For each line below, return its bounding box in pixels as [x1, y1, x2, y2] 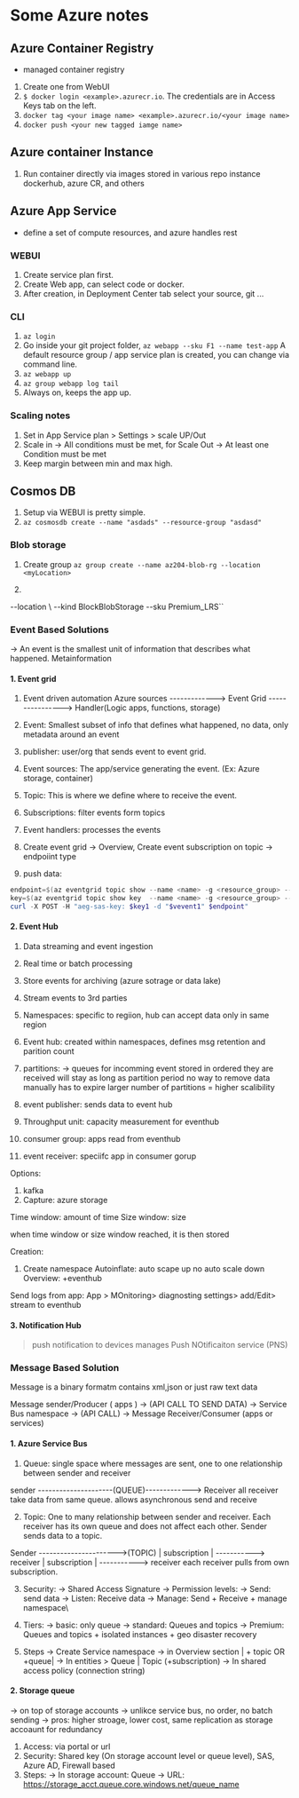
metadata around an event [22, 729, 120, 740]
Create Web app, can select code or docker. [22, 279, 185, 289]
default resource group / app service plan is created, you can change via [22, 350, 289, 360]
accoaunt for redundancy [10, 1723, 103, 1734]
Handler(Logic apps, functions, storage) [75, 702, 221, 713]
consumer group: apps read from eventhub [22, 1133, 181, 1144]
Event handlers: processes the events [22, 825, 161, 836]
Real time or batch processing [22, 958, 133, 969]
